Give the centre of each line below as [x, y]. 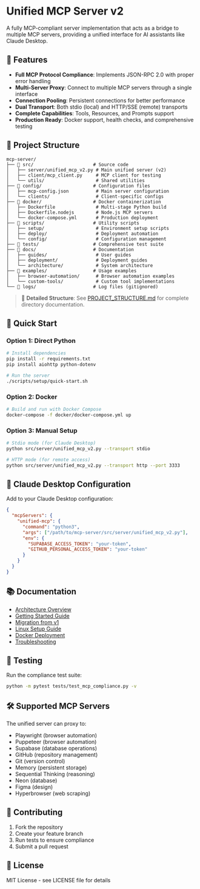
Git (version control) [40, 761]
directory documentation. [53, 304]
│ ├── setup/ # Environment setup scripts [88, 228]
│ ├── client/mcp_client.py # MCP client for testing [84, 175]
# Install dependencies [36, 353]
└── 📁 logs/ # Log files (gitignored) [82, 286]
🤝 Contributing [35, 812]
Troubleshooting [35, 641]
